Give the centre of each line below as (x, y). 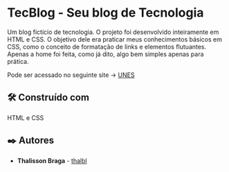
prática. (18, 61)
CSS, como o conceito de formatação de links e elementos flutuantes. (107, 46)
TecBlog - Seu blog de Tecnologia (106, 13)
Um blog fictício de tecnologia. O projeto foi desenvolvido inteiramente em (113, 32)
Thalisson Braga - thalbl (52, 160)
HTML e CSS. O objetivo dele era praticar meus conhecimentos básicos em (115, 39)
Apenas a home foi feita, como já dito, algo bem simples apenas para (106, 54)
